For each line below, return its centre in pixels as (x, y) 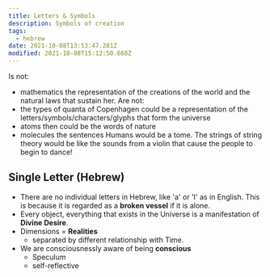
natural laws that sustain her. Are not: (82, 101)
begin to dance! (46, 152)
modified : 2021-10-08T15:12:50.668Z (70, 53)
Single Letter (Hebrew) (67, 177)
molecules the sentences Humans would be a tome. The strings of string (141, 135)
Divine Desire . (44, 222)
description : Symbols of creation (67, 23)
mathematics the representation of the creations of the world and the (135, 92)
